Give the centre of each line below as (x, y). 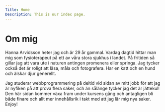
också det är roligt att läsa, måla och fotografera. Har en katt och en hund (80, 68)
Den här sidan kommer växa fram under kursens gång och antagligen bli (79, 94)
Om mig (22, 39)
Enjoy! (12, 104)
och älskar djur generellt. (31, 74)
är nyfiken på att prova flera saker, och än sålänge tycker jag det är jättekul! (82, 88)
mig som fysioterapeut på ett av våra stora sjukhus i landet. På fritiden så (80, 58)
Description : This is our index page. (45, 14)
